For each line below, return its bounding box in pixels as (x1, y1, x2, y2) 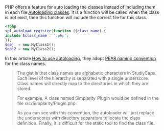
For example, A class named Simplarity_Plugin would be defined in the (17, 95, 159, 101)
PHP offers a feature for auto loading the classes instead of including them (5, 4, 156, 10)
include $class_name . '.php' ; (5, 33, 69, 38)
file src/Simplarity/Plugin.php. (17, 100, 77, 107)
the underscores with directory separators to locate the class (17, 115, 141, 121)
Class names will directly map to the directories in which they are (17, 81, 148, 87)
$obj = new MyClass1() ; (5, 42, 56, 47)
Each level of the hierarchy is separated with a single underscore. (17, 75, 149, 81)
